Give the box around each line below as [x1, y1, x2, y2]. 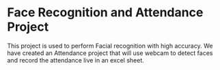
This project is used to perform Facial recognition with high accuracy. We [7, 41, 213, 50]
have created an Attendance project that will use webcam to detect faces [7, 49, 213, 57]
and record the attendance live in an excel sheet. [7, 56, 145, 64]
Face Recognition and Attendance [7, 5, 204, 20]
